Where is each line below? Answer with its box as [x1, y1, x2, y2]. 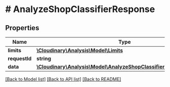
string [36, 55, 52, 62]
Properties [5, 24, 39, 32]
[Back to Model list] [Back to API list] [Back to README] [5, 76, 121, 82]
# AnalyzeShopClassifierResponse [5, 4, 155, 15]
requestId [8, 55, 32, 62]
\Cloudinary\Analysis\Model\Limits [36, 47, 123, 54]
